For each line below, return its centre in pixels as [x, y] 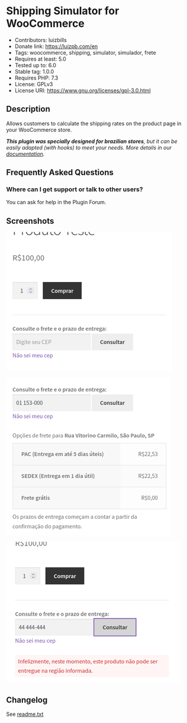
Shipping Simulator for [63, 11]
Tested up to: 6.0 [35, 65]
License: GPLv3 [34, 84]
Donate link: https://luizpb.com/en [56, 46]
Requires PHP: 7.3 [36, 78]
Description [28, 109]
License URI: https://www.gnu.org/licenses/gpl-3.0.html [83, 90]
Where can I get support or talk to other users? [75, 189]
